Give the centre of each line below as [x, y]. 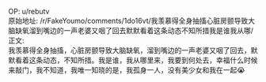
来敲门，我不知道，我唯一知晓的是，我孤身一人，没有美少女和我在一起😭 [127, 70]
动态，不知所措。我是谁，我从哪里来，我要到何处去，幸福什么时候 [150, 60]
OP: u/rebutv [29, 11]
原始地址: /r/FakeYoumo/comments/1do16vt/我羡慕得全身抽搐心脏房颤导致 [128, 20]
